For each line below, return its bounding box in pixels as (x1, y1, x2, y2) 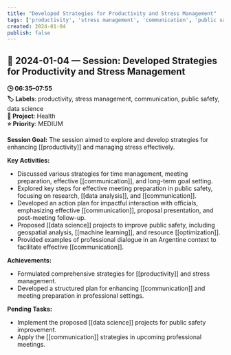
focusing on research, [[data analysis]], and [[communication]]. (16, 192, 197, 200)
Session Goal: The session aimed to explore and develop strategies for (7, 136, 208, 144)
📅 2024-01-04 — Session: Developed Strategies (7, 54, 218, 66)
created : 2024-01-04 (7, 23, 67, 30)
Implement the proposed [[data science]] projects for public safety (16, 318, 206, 327)
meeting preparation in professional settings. (16, 292, 144, 300)
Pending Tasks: (7, 305, 53, 314)
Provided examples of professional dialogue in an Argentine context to (16, 236, 217, 244)
